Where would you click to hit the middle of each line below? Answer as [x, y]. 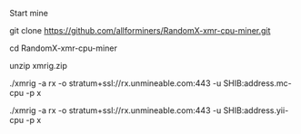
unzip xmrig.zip [39, 66]
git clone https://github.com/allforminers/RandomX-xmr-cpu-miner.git [140, 30]
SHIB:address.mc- [258, 83]
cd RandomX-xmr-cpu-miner [64, 48]
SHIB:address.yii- [256, 110]
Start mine [29, 13]
